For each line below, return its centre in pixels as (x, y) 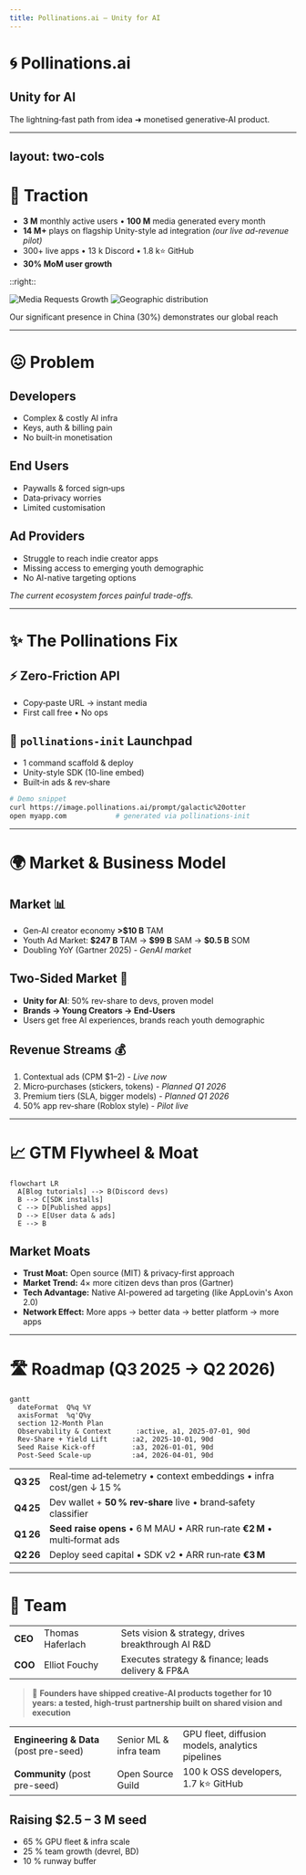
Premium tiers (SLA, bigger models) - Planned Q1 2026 (126, 1096)
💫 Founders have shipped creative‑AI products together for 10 (152, 1693)
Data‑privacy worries (62, 498)
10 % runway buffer (60, 1861)
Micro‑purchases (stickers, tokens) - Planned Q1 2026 (124, 1086)
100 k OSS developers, (232, 1772)
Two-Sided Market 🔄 (69, 979)
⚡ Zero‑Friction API (65, 676)
